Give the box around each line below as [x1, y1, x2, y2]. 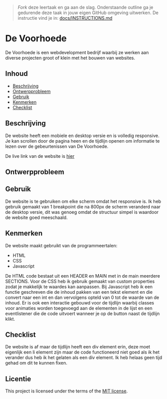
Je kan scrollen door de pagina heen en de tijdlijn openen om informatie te [5, 138, 160, 144]
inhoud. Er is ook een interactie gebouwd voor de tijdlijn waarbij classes [5, 299, 154, 305]
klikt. [5, 316, 15, 322]
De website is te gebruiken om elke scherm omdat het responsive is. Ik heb [5, 198, 161, 204]
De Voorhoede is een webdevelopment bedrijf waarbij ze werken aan [5, 49, 149, 55]
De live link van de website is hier [5, 153, 75, 159]
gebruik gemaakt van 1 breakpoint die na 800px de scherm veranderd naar [5, 203, 161, 209]
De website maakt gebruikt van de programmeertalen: [5, 242, 118, 248]
